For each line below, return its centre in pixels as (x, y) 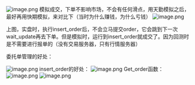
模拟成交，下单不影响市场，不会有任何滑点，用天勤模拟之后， (114, 9)
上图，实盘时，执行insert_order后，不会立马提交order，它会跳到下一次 (92, 29)
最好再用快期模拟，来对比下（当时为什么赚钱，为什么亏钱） (79, 17)
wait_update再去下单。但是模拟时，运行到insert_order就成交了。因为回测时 (97, 37)
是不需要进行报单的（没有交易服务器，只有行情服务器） (73, 44)
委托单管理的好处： (30, 56)
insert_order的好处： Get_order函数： (101, 69)
